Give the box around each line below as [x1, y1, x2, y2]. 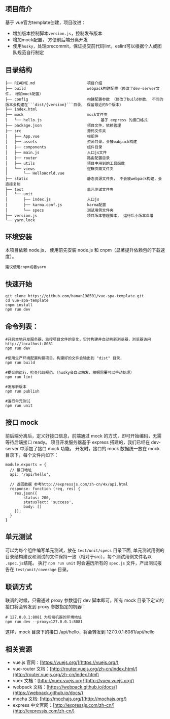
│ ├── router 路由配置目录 [5, 155, 110, 161]
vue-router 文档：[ [12, 666, 52, 672]
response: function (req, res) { [10, 486, 81, 491]
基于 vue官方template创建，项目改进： [5, 19, 86, 25]
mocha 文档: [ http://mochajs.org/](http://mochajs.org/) [12, 696, 127, 702]
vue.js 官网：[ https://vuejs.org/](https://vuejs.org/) [12, 659, 119, 665]
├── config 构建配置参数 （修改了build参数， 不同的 [5, 96, 164, 102]
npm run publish [5, 389, 40, 394]
